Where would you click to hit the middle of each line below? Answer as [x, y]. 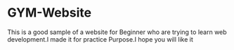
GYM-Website [50, 13]
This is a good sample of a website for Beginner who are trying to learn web [117, 32]
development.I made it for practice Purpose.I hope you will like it [100, 39]
